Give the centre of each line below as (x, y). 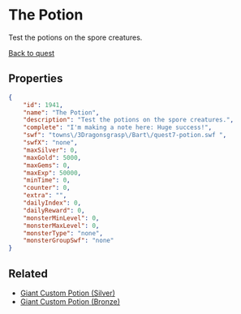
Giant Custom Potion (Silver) (68, 293)
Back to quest (32, 53)
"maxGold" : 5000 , (52, 157)
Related (28, 273)
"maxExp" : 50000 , (52, 173)
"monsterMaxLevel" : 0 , (61, 226)
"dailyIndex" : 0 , (52, 203)
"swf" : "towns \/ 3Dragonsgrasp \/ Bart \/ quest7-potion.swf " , (125, 135)
